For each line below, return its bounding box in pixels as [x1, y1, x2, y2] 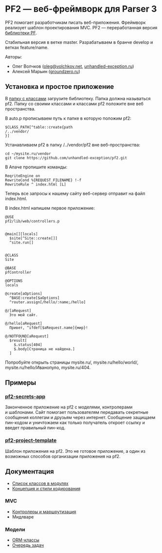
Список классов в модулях [12, 480, 69, 486]
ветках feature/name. [5, 44, 49, 50]
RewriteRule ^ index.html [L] [5, 182, 67, 187]
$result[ [9, 338, 27, 343]
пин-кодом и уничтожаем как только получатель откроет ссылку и [5, 420, 145, 425]
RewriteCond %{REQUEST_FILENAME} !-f [5, 178, 82, 183]
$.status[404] [14, 342, 42, 347]
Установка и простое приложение [5, 83, 114, 91]
